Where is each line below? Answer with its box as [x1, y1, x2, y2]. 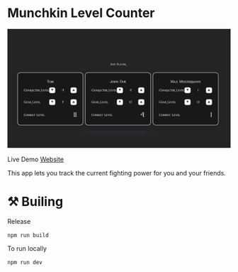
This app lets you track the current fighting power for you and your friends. [7, 168, 227, 177]
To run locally [7, 244, 47, 253]
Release [7, 217, 31, 225]
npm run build [7, 232, 50, 239]
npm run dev [7, 259, 42, 266]
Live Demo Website [7, 155, 64, 163]
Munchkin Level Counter [7, 5, 155, 21]
